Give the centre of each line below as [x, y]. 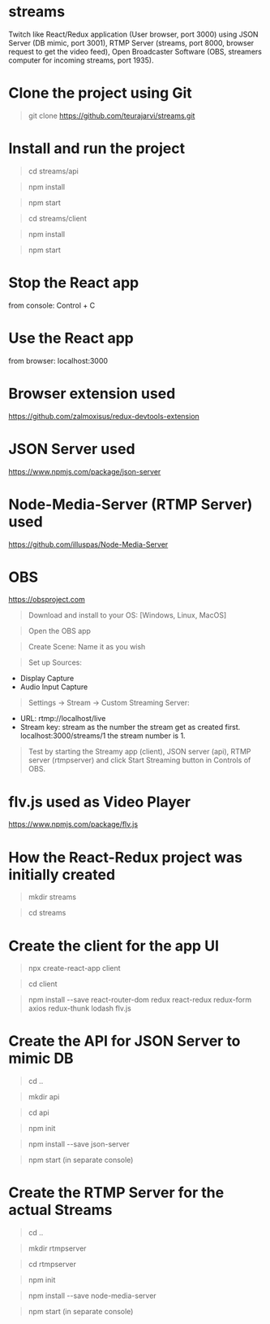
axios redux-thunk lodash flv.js [79, 1008]
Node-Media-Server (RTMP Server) [131, 504]
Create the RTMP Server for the [116, 1193]
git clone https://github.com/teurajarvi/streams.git [111, 116]
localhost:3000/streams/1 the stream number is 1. [103, 736]
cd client [43, 984]
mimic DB [41, 1058]
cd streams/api [53, 171]
